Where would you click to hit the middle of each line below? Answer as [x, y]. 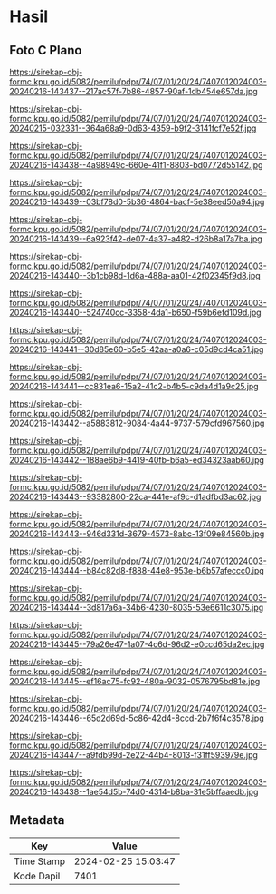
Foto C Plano [46, 50]
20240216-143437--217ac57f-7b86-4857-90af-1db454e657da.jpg [133, 91]
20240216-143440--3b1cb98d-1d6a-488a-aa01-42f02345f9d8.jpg [135, 275]
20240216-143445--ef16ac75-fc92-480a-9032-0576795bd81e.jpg [135, 681]
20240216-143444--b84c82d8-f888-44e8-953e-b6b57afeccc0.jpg [137, 570]
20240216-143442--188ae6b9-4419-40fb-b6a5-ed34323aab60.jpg [137, 460]
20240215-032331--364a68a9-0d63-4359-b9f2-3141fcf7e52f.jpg [133, 128]
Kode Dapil [37, 876]
